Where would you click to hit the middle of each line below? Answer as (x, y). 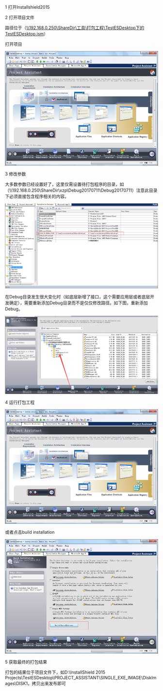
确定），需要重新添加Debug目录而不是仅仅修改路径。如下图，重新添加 (78, 303)
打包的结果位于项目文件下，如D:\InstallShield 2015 (55, 672)
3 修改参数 (16, 174)
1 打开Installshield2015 (27, 7)
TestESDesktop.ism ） (27, 34)
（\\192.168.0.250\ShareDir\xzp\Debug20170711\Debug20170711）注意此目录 (81, 190)
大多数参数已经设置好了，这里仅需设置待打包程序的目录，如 (65, 184)
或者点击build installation (30, 532)
